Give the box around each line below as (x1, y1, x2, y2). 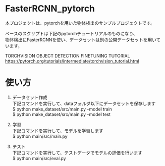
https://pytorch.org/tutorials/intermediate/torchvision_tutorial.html (5, 58, 140, 64)
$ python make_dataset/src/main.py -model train (12, 106, 112, 112)
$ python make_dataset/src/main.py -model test (12, 111, 110, 117)
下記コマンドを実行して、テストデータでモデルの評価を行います (12, 150, 143, 156)
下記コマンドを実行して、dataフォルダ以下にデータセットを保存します (12, 100, 156, 107)
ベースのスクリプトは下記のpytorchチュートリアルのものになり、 (5, 30, 138, 36)
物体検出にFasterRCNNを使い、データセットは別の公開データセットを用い (5, 37, 157, 43)
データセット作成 (12, 94, 48, 100)
